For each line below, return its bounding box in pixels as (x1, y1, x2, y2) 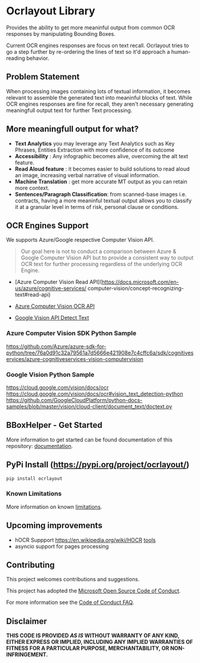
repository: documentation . (6, 442, 73, 449)
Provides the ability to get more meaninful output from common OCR (6, 24, 175, 31)
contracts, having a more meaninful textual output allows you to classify (14, 197, 192, 204)
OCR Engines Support (6, 220, 89, 230)
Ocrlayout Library (6, 4, 96, 18)
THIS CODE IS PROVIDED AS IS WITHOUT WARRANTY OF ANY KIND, (6, 632, 180, 639)
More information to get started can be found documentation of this (6, 436, 173, 443)
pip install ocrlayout (6, 476, 63, 482)
